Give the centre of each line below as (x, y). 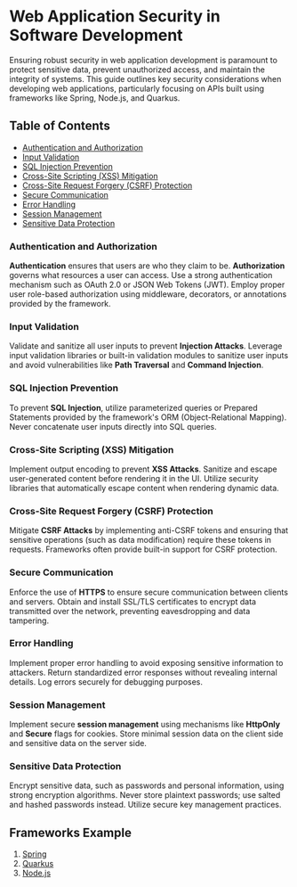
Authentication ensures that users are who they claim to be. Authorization (147, 266)
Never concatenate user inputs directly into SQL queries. (113, 426)
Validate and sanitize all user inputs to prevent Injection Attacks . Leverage (146, 346)
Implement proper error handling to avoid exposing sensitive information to (146, 662)
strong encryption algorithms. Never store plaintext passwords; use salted (145, 795)
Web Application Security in (115, 16)
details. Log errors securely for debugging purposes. (106, 682)
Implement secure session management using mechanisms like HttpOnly (145, 725)
